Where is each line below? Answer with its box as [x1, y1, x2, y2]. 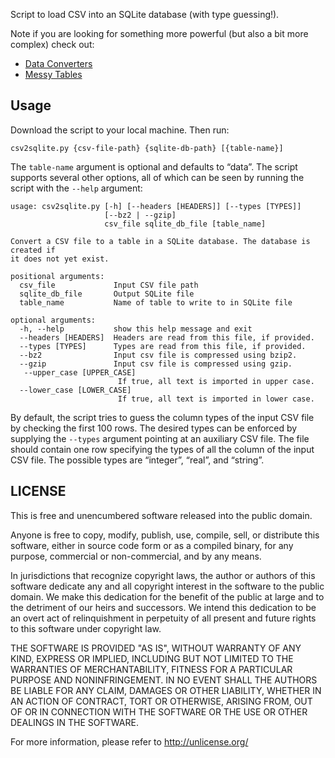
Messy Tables [24, 69, 83, 80]
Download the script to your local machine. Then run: [10, 124, 230, 136]
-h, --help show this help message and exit [19, 324, 253, 334]
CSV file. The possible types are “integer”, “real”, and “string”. [10, 454, 265, 466]
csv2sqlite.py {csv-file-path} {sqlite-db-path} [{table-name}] [10, 143, 284, 153]
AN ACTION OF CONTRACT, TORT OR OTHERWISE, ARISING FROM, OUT [10, 695, 313, 707]
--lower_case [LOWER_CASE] [19, 385, 132, 395]
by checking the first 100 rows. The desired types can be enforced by [10, 422, 298, 434]
